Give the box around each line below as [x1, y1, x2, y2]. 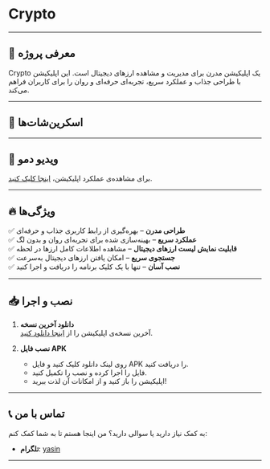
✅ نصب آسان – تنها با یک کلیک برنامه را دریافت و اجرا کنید [8, 262, 181, 271]
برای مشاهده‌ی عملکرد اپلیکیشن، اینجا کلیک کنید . [8, 173, 153, 183]
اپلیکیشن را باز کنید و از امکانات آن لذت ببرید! [31, 377, 167, 385]
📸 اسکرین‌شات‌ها [8, 116, 84, 129]
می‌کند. [8, 85, 30, 95]
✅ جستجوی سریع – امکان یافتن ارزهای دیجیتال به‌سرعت [8, 253, 175, 263]
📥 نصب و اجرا [8, 294, 73, 308]
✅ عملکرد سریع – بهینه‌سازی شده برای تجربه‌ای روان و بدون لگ [8, 234, 197, 245]
